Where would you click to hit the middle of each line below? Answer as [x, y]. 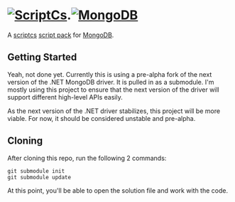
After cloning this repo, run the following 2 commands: [87, 158]
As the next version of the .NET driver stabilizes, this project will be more [114, 111]
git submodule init [36, 171]
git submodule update [39, 177]
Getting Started [42, 57]
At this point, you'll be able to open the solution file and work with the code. [118, 190]
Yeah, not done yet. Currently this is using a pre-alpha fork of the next [110, 74]
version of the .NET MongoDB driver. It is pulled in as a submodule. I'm [111, 82]
